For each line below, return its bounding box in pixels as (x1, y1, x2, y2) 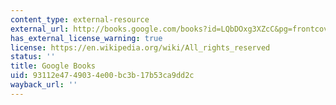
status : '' (10, 52, 56, 62)
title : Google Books (10, 61, 97, 71)
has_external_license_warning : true (10, 33, 163, 43)
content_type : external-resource (10, 14, 150, 25)
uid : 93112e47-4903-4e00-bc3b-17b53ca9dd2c (10, 71, 195, 81)
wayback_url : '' (10, 80, 78, 90)
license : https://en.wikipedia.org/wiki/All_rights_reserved (10, 42, 271, 53)
